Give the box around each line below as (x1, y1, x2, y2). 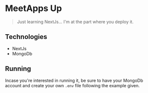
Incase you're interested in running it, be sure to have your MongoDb (5, 78, 144, 83)
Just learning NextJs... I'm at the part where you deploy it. (17, 19, 134, 25)
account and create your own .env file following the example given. (5, 82, 140, 88)
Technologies (5, 33, 48, 41)
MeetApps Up (5, 3, 62, 14)
